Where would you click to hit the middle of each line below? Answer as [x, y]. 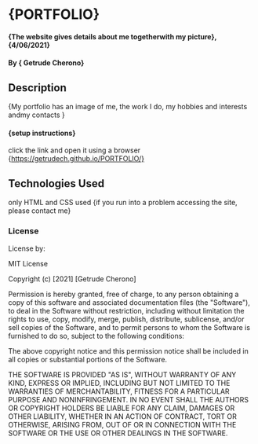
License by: [27, 248]
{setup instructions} [42, 133]
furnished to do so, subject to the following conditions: [96, 336]
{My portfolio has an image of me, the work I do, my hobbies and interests [128, 107]
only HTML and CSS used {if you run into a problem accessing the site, [123, 203]
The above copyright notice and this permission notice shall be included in [128, 350]
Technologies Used [56, 183]
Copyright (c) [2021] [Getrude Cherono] [72, 279]
